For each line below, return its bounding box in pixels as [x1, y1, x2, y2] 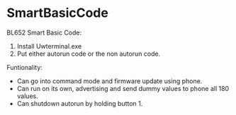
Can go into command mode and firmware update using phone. [16, 76, 203, 85]
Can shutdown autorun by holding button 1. [16, 99, 143, 107]
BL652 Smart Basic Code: [6, 28, 82, 37]
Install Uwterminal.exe [16, 42, 82, 50]
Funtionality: [6, 63, 43, 71]
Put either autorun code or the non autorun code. [16, 49, 161, 58]
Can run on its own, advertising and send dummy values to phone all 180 [16, 84, 230, 92]
